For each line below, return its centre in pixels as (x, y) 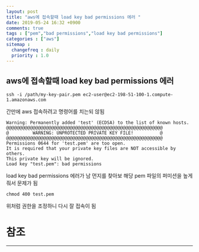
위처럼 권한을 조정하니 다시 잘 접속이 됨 (51, 206)
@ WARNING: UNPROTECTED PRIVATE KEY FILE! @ (84, 133)
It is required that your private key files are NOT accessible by (91, 149)
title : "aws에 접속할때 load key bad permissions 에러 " (73, 17)
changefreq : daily (36, 50)
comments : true (25, 28)
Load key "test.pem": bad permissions (54, 164)
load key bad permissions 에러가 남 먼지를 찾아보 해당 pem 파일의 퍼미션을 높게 (99, 176)
